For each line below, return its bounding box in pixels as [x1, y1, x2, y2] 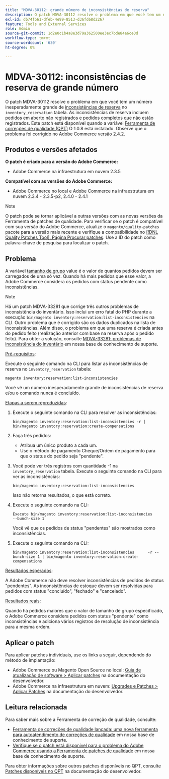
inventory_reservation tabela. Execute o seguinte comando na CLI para [12, 468, 162, 475]
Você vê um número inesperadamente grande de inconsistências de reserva [5, 385, 163, 391]
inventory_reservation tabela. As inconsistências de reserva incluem [5, 109, 149, 115]
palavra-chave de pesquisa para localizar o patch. [5, 240, 109, 246]
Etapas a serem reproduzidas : [5, 400, 67, 406]
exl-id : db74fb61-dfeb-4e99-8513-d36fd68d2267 [5, 17, 105, 22]
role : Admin [5, 26, 30, 31]
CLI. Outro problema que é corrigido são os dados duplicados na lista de [5, 320, 156, 326]
